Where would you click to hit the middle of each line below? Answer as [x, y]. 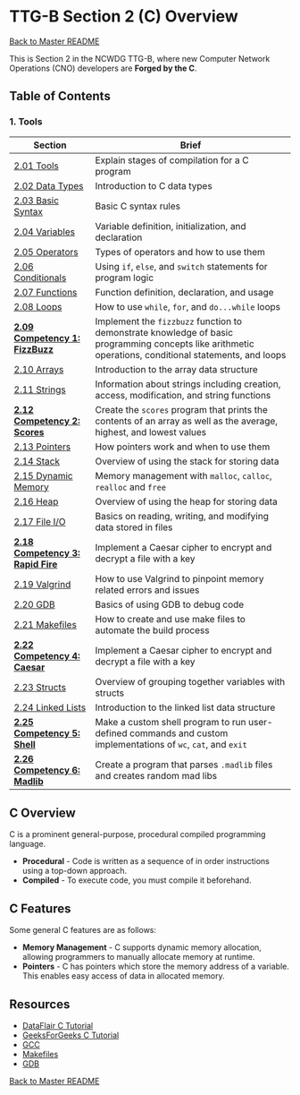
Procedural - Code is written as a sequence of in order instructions [146, 861]
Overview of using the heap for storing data [187, 501]
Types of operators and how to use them [180, 252]
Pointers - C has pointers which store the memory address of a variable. [156, 967]
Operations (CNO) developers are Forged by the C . [103, 68]
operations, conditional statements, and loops [191, 355]
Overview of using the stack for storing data [187, 461]
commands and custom [179, 733]
